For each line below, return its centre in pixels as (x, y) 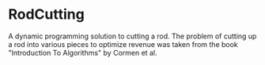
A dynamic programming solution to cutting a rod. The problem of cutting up (132, 36)
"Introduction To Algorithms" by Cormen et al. (83, 52)
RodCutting (46, 14)
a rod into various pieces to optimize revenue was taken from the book (123, 44)
